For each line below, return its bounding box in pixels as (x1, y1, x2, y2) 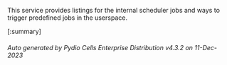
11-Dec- (194, 43, 217, 52)
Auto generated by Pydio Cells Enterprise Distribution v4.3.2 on (7, 43, 194, 52)
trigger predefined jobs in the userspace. (7, 13, 128, 22)
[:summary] (7, 28, 41, 35)
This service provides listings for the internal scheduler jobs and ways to (7, 6, 221, 14)
